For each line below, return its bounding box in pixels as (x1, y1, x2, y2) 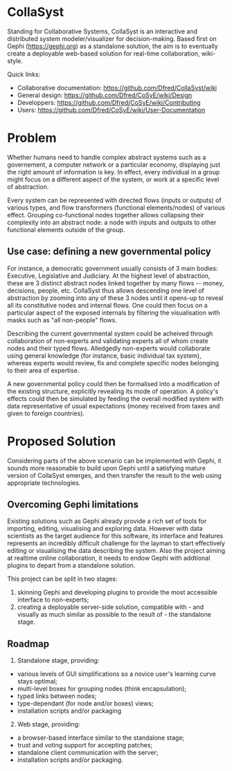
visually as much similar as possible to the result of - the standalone (17, 611, 211, 619)
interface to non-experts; (17, 595, 89, 604)
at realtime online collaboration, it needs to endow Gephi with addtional (7, 554, 211, 563)
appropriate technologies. (7, 479, 81, 487)
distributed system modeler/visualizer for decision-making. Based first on (7, 34, 217, 42)
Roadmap (7, 638, 50, 649)
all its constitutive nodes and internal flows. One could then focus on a (7, 301, 208, 309)
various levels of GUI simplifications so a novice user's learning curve (17, 670, 216, 678)
